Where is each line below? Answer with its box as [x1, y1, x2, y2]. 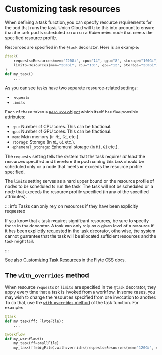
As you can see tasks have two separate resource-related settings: [5, 85, 138, 91]
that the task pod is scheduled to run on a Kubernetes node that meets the [5, 30, 153, 35]
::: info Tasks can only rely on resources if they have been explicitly [5, 203, 139, 209]
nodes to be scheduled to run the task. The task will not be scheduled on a [5, 183, 153, 190]
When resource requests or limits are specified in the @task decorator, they [5, 284, 156, 290]
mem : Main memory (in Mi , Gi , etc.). [12, 134, 80, 140]
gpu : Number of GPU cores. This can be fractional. [12, 129, 112, 134]
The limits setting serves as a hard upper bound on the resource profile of [5, 178, 154, 184]
